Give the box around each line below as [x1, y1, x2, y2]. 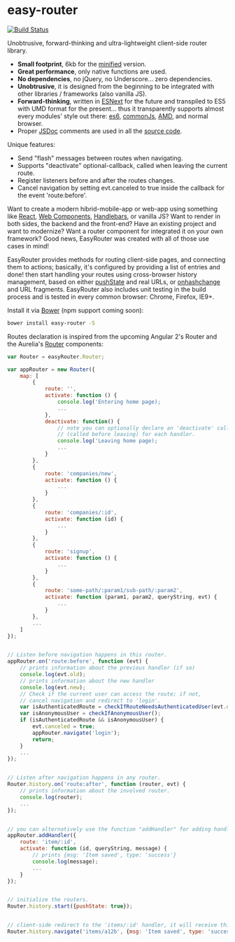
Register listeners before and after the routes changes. [17, 176, 175, 184]
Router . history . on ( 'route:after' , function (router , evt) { [7, 781, 187, 788]
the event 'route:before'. [17, 191, 87, 199]
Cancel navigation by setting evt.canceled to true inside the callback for [17, 183, 225, 192]
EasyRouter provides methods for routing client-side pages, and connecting [7, 255, 226, 264]
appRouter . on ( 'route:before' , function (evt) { [7, 658, 149, 665]
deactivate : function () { [44, 418, 120, 425]
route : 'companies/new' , [44, 470, 117, 477]
